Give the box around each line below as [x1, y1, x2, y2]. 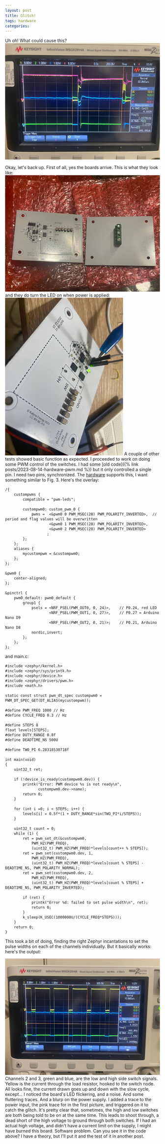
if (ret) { [23, 895, 45, 900]
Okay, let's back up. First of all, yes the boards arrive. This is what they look [5, 165, 158, 170]
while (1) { [14, 831, 38, 836]
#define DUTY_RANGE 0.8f [5, 733, 56, 738]
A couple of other [124, 451, 160, 457]
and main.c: [5, 653, 29, 660]
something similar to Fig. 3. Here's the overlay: [5, 477, 99, 483]
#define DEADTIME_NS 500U [5, 738, 58, 742]
